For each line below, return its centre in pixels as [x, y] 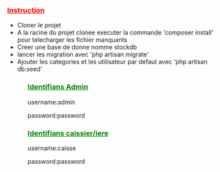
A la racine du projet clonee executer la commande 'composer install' [115, 32]
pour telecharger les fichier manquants [72, 40]
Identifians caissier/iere [68, 133]
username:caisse [52, 148]
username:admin [51, 102]
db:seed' [30, 69]
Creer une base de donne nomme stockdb [77, 47]
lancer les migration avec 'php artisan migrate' [83, 54]
